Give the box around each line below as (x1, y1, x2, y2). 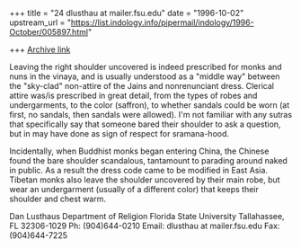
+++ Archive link (9, 44, 71, 55)
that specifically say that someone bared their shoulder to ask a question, (9, 119, 281, 129)
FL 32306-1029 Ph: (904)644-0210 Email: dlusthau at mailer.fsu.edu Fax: (9, 220, 280, 231)
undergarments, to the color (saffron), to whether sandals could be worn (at (9, 100, 290, 111)
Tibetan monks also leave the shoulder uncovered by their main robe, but (9, 174, 280, 185)
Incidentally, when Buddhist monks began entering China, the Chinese (9, 146, 270, 156)
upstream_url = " (9, 17, 72, 28)
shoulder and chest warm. (9, 193, 106, 204)
